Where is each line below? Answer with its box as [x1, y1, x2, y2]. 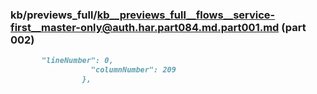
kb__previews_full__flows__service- [96, 8, 276, 22]
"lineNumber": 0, [41, 56, 114, 66]
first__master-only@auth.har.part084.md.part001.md [10, 20, 280, 34]
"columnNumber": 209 [90, 65, 177, 75]
